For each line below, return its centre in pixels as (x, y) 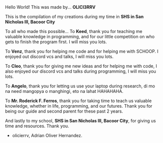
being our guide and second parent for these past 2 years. (64, 111)
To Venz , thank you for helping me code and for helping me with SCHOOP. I (82, 51)
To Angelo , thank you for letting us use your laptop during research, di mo (80, 86)
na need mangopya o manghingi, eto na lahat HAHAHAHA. (64, 91)
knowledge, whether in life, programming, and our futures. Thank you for (79, 106)
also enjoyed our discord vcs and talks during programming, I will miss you (81, 71)
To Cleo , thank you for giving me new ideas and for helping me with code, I (81, 66)
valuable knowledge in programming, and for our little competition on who (80, 37)
